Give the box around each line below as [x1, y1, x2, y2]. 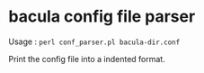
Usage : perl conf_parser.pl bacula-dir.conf [8, 36, 181, 47]
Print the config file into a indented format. [8, 53, 165, 64]
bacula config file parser [8, 6, 196, 27]
